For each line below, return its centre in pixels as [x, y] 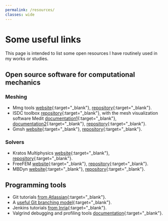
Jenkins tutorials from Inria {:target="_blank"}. [59, 208]
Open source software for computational [70, 74]
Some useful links [43, 40]
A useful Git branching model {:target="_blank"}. [62, 202]
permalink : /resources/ [30, 10]
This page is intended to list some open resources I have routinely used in [81, 53]
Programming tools [36, 185]
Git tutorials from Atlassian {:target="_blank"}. [59, 197]
